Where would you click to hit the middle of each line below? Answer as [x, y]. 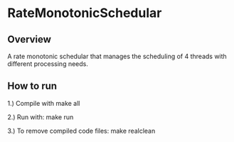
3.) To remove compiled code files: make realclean [81, 131]
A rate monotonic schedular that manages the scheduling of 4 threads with [117, 56]
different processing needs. [48, 64]
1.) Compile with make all [44, 103]
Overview [30, 39]
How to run [32, 86]
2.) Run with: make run [41, 117]
